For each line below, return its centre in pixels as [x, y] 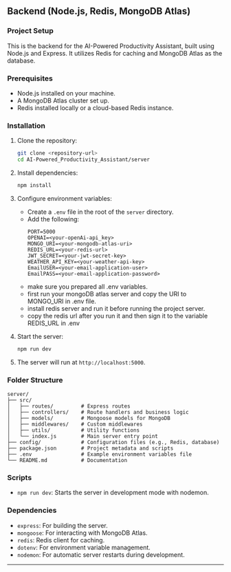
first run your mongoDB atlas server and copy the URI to [107, 294]
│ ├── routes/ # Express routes [69, 406]
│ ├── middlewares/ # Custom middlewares [75, 425]
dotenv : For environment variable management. [84, 547]
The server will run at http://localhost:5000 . [81, 362]
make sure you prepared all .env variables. [87, 286]
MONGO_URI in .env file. [62, 301]
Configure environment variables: [64, 198]
